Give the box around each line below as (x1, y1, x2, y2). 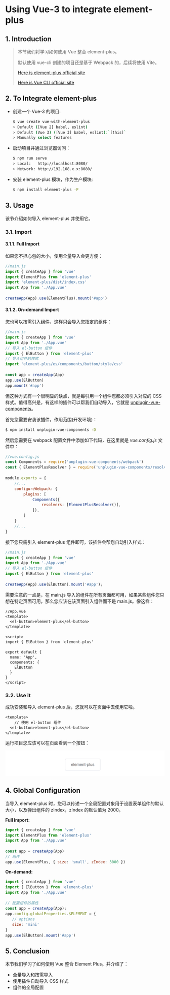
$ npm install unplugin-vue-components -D (5, 427, 96, 432)
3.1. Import (5, 228, 32, 235)
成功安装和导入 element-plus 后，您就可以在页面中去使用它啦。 (5, 704, 138, 710)
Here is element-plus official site (17, 70, 86, 76)
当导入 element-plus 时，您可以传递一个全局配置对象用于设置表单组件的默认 (5, 800, 164, 806)
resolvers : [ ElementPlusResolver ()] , (41, 502, 121, 508)
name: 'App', (10, 655, 37, 660)
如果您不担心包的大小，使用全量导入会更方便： (5, 253, 103, 259)
